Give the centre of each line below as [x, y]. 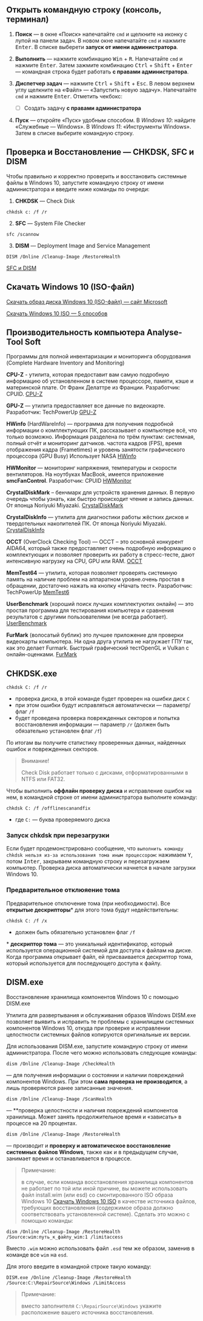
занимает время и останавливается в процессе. [69, 1158]
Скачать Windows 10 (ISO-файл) [71, 287]
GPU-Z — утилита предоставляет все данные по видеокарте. [86, 406]
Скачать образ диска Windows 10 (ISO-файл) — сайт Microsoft [87, 301]
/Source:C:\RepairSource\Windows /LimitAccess [66, 1283]
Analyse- [165, 332]
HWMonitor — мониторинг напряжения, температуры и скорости [92, 468]
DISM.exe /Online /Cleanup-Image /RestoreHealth [69, 1277]
